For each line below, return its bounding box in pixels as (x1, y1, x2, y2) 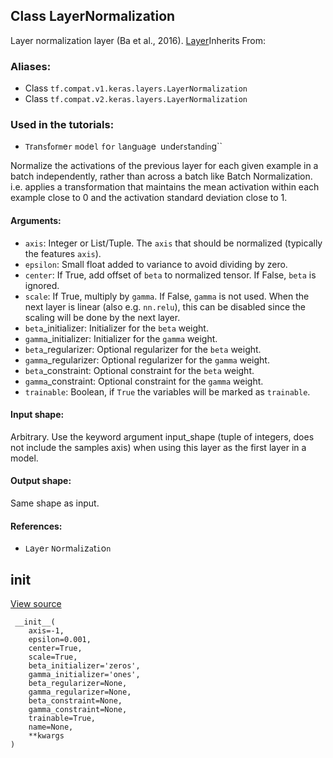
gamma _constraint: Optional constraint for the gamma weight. (24, 375, 264, 387)
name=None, (28, 722, 74, 733)
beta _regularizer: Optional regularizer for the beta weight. (24, 343, 262, 355)
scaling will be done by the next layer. (24, 311, 181, 323)
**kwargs (28, 731, 65, 741)
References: (10, 520, 63, 532)
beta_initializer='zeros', (28, 661, 141, 671)
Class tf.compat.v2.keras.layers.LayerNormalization (24, 93, 248, 105)
